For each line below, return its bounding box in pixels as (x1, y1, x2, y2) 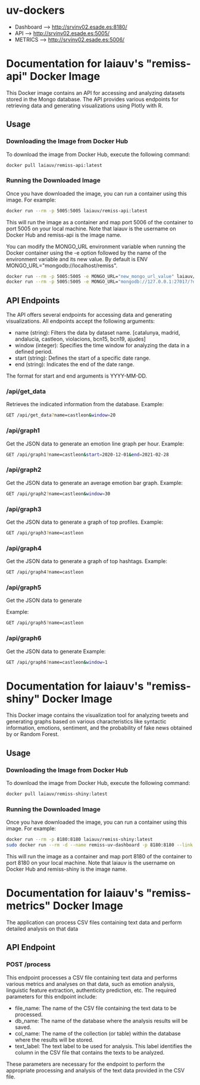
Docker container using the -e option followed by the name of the (6, 249, 167, 256)
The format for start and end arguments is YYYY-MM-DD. (6, 372, 148, 379)
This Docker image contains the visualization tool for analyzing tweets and (6, 712, 189, 719)
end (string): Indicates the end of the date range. (14, 361, 135, 368)
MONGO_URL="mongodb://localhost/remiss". (6, 262, 118, 269)
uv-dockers (6, 4, 65, 17)
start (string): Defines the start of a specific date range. (14, 354, 151, 361)
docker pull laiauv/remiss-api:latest (6, 162, 102, 168)
